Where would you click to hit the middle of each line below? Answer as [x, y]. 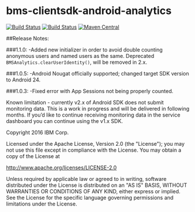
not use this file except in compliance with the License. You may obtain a [94, 150]
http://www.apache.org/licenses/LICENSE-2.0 [61, 167]
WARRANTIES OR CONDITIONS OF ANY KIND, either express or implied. [93, 191]
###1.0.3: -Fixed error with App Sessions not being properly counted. [90, 91]
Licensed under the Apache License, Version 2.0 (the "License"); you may [95, 143]
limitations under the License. [42, 204]
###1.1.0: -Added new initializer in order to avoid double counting [84, 49]
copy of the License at [33, 156]
